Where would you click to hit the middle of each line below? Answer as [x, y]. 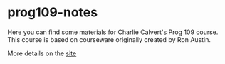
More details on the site [42, 53]
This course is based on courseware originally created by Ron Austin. [109, 39]
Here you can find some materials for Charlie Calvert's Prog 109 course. [113, 32]
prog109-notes [53, 12]
